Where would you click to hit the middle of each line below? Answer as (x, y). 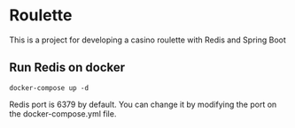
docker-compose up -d (49, 88)
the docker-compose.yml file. (63, 113)
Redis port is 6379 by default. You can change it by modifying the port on (143, 104)
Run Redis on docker (67, 68)
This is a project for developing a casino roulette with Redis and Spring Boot (147, 40)
